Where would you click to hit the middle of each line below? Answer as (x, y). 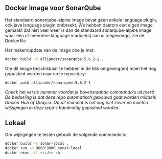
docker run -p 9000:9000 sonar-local (44, 148)
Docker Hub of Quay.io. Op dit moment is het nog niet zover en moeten (77, 102)
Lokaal (15, 123)
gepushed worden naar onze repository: (46, 73)
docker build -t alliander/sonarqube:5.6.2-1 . (55, 59)
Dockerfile (15, 41)
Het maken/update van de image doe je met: (50, 50)
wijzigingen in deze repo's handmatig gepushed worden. (62, 108)
